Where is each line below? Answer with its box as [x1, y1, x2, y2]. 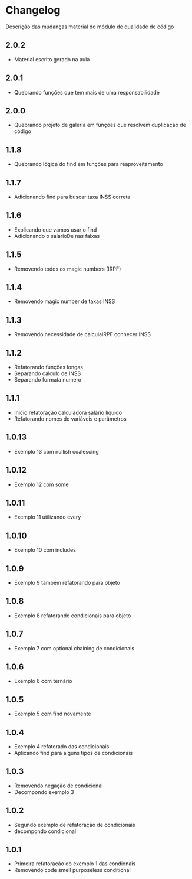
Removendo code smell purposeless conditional [14, 867, 131, 874]
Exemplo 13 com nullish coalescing [14, 448, 100, 455]
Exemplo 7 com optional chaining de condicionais [14, 644, 135, 652]
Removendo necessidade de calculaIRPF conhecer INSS [14, 331, 151, 338]
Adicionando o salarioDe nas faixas [14, 232, 100, 239]
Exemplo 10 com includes [14, 546, 76, 554]
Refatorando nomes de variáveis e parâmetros [14, 415, 127, 422]
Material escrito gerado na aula [14, 56, 90, 63]
